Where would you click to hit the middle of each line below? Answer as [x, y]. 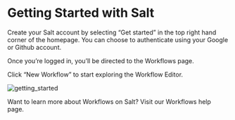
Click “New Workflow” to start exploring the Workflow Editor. [95, 74]
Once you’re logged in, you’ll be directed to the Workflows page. [101, 60]
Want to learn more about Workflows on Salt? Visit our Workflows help [109, 101]
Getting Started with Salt [81, 13]
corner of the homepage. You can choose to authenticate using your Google [118, 39]
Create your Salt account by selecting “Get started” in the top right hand [112, 32]
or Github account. [34, 47]
